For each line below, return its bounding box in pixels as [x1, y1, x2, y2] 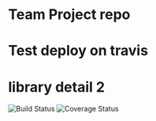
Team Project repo [8, 6, 131, 24]
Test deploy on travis [8, 42, 148, 60]
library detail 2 [8, 78, 105, 96]
